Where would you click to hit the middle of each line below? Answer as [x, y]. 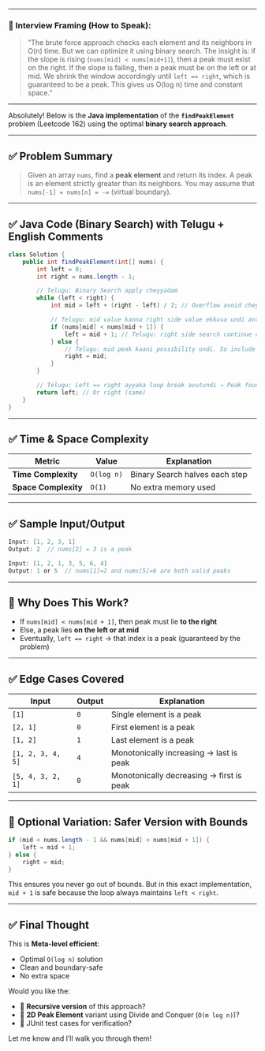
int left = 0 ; [60, 269]
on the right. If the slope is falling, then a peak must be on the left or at [142, 68]
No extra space [45, 976]
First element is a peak [153, 728]
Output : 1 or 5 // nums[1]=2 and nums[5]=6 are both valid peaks [119, 571]
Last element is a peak [153, 740]
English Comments [56, 236]
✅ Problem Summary [60, 156]
